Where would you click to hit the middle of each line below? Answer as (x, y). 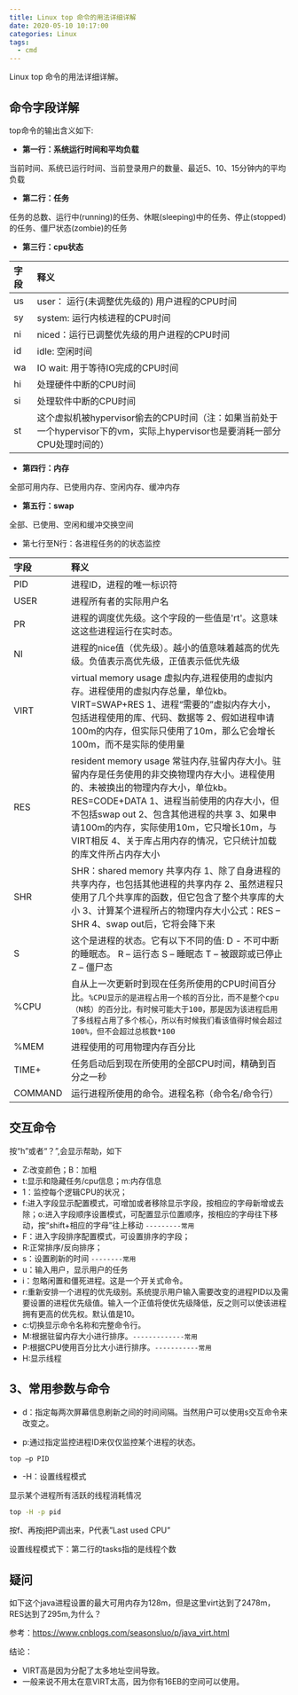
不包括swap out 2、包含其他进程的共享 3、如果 (169, 814)
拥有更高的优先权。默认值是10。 (81, 1314)
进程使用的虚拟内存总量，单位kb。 (161, 691)
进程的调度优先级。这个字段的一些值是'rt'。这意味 (174, 617)
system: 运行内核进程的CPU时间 (104, 318)
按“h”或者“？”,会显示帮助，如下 (66, 1150)
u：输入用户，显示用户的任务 (75, 1269)
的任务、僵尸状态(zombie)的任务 (68, 228)
